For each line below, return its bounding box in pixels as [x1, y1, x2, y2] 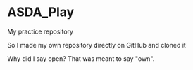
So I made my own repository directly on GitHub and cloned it [7, 41, 187, 49]
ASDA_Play [7, 4, 75, 20]
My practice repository [7, 27, 74, 36]
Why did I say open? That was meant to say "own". [7, 54, 155, 63]
